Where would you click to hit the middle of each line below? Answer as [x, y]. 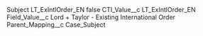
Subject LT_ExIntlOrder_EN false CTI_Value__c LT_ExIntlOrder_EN [101, 10]
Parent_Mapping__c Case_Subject [56, 25]
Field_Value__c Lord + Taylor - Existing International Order [91, 17]
